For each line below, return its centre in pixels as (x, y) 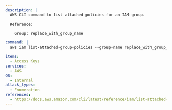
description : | (21, 10)
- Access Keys (25, 61)
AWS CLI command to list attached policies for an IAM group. (78, 15)
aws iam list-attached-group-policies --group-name (66, 47)
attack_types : (20, 85)
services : (16, 66)
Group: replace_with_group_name (49, 33)
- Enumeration (25, 90)
